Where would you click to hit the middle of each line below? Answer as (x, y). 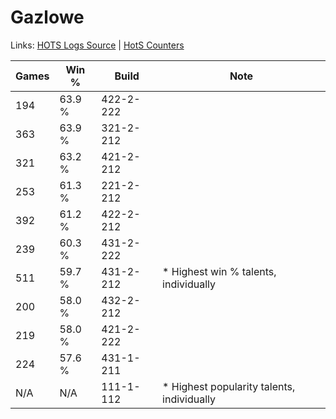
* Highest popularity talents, (229, 386)
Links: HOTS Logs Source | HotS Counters (97, 45)
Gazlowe (47, 17)
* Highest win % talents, (219, 271)
